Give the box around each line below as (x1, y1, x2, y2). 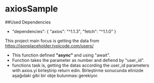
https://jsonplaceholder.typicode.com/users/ (5, 43, 94, 48)
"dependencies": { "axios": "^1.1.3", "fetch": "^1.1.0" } (12, 28, 116, 34)
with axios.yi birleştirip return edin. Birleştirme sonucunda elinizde (12, 67, 144, 73)
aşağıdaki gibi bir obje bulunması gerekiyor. (12, 72, 98, 78)
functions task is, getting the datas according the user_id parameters (12, 62, 150, 68)
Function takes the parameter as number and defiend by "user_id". (12, 57, 145, 63)
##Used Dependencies (5, 19, 51, 25)
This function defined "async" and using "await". (12, 52, 111, 58)
